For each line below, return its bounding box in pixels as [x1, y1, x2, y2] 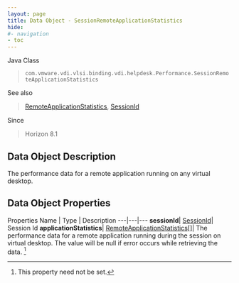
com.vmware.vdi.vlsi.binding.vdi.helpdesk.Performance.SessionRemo [24, 70, 229, 77]
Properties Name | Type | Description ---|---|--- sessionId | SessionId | [7, 216, 213, 224]
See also [7, 89, 33, 97]
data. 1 [7, 246, 26, 256]
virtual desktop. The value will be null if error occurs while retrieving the [7, 238, 218, 247]
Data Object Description [7, 150, 116, 162]
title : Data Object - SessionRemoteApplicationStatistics [7, 17, 183, 24]
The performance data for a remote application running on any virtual [7, 169, 211, 177]
